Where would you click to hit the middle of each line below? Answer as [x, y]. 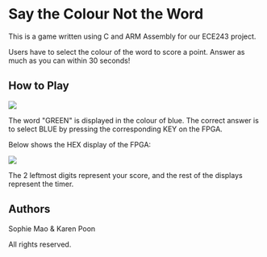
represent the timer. [41, 184]
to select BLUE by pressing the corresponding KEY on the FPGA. [116, 129]
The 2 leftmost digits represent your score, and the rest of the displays [126, 175]
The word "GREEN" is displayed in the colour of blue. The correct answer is [134, 120]
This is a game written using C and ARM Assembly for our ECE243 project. [132, 36]
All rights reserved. [40, 244]
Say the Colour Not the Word [106, 14]
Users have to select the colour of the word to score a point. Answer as [127, 52]
